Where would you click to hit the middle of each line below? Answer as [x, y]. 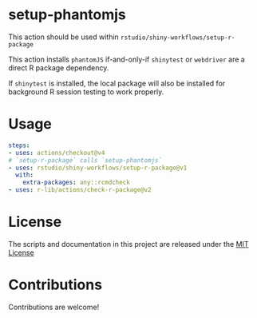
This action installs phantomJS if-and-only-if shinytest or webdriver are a [127, 59]
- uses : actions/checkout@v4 [57, 153]
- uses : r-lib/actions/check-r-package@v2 [80, 190]
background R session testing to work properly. [86, 91]
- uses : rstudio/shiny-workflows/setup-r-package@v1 [98, 168]
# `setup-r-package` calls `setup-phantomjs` [85, 160]
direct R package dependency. [59, 68]
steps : [19, 145]
